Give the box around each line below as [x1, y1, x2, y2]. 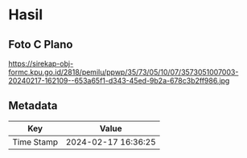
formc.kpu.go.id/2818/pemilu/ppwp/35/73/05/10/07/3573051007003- [8, 67, 239, 77]
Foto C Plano [8, 38, 73, 51]
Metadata [8, 99, 58, 113]
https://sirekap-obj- [8, 59, 74, 68]
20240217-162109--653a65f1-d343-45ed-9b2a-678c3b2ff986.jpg [8, 76, 230, 85]
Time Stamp [12, 136, 59, 148]
